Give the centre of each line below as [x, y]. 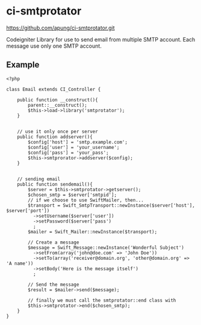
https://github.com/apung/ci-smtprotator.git [60, 28]
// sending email [39, 179]
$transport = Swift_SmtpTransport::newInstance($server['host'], [112, 205]
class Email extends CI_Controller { [54, 89]
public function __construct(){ [57, 100]
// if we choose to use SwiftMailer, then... [86, 200]
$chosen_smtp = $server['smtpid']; [73, 195]
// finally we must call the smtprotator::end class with [102, 300]
